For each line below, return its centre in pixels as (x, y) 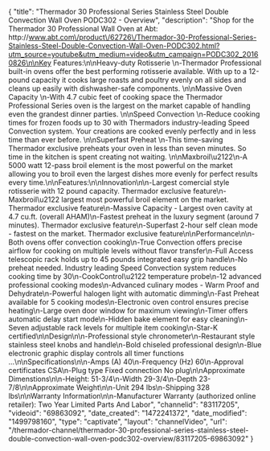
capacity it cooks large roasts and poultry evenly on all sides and (139, 80)
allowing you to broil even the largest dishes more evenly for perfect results (133, 174)
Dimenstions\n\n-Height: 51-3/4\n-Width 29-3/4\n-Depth (103, 379)
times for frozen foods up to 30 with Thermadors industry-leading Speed (129, 123)
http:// (19, 37)
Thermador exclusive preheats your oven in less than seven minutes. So (127, 148)
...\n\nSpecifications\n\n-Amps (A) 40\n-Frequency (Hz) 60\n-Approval (126, 362)
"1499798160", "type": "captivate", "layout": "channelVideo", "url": (118, 422)
